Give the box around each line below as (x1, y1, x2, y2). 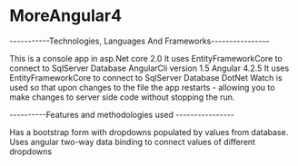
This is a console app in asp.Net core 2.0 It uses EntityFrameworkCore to (9, 53, 283, 63)
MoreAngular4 (9, 5, 123, 26)
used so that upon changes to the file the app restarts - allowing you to (9, 82, 275, 93)
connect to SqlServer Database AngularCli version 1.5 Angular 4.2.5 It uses (9, 63, 290, 73)
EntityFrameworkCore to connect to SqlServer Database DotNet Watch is (9, 72, 283, 83)
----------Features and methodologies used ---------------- (9, 109, 234, 120)
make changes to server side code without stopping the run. (9, 92, 235, 103)
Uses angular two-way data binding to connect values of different (9, 136, 256, 147)
